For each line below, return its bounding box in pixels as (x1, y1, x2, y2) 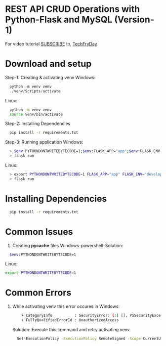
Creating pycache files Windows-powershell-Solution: (12, 242, 124, 248)
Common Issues (5, 226, 73, 237)
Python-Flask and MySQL (5, 14, 113, 25)
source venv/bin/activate (9, 112, 63, 117)
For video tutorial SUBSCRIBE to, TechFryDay (5, 41, 97, 46)
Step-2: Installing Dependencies (5, 121, 71, 127)
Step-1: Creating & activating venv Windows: (5, 74, 96, 80)
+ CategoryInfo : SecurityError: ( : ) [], (21, 313, 128, 318)
